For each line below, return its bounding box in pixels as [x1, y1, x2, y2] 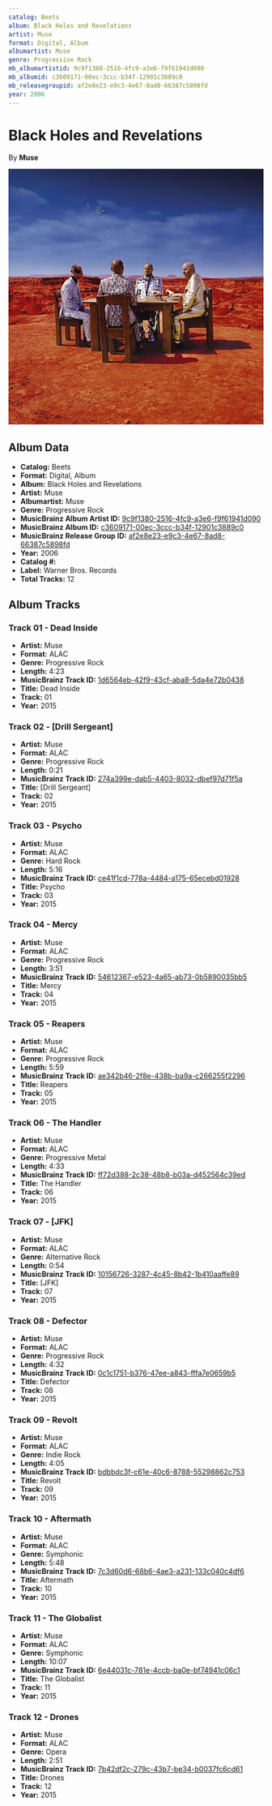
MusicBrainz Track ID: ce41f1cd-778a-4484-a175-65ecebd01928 [19, 873, 240, 883]
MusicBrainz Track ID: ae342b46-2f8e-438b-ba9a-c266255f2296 [19, 1071, 245, 1081]
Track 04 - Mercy [8, 919, 79, 931]
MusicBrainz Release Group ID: [19, 531, 127, 541]
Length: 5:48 [19, 1558, 65, 1567]
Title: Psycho [19, 881, 66, 892]
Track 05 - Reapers [8, 1018, 86, 1030]
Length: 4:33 [19, 1161, 65, 1172]
